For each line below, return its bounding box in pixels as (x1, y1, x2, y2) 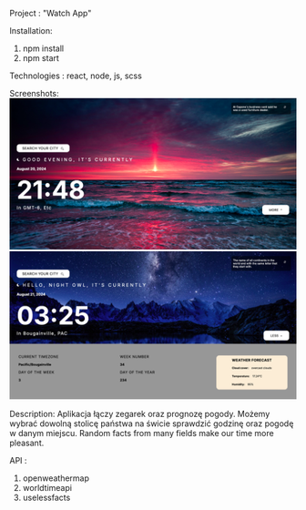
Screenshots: (9, 88, 59, 98)
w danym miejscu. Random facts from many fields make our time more (9, 428, 275, 439)
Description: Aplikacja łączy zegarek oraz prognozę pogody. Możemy (9, 409, 270, 420)
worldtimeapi (22, 483, 73, 494)
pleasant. (9, 437, 45, 449)
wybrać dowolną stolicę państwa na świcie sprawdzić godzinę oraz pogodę (9, 418, 294, 429)
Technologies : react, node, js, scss (9, 70, 143, 81)
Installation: (9, 25, 53, 36)
